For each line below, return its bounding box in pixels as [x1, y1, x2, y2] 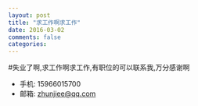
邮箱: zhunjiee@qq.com [19, 89, 96, 98]
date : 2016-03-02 [8, 26, 65, 34]
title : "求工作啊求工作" [8, 19, 81, 26]
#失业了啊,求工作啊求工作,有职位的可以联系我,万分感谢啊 [8, 63, 190, 72]
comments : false [8, 33, 61, 41]
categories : [8, 41, 47, 48]
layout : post [8, 11, 51, 19]
